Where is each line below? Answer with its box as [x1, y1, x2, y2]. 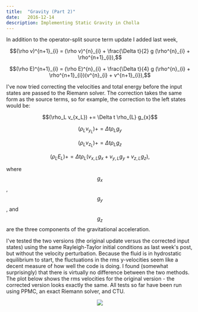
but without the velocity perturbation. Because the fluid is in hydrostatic [6, 250, 182, 257]
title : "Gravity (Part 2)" [6, 8, 76, 15]
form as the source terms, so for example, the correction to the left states [6, 96, 186, 103]
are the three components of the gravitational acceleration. [6, 225, 150, 232]
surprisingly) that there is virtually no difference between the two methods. [6, 269, 190, 276]
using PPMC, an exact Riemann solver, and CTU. [6, 288, 125, 295]
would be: [6, 102, 31, 109]
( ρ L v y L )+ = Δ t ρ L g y [78, 125, 122, 134]
